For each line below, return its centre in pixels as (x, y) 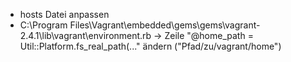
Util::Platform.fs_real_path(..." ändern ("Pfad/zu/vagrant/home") (150, 46)
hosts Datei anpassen (64, 14)
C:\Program (43, 25)
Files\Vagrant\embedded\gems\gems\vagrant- (165, 25)
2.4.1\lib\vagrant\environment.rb (85, 35)
